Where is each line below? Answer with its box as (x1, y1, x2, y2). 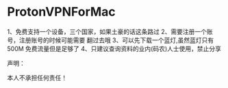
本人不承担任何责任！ (7, 73, 67, 82)
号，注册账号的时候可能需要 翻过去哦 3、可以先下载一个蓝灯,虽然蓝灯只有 (7, 35, 214, 44)
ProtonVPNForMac (7, 4, 116, 20)
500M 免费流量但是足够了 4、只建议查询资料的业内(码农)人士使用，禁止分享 (7, 44, 221, 53)
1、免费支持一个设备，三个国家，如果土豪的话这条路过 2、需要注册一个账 (7, 27, 214, 35)
